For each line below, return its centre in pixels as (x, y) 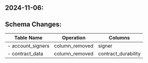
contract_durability (119, 54)
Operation (74, 38)
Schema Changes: (33, 24)
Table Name (28, 38)
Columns (119, 38)
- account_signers (29, 46)
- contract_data (25, 54)
